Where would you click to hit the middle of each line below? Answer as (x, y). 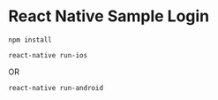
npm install (30, 40)
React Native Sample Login (109, 16)
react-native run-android (56, 88)
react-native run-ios (48, 55)
